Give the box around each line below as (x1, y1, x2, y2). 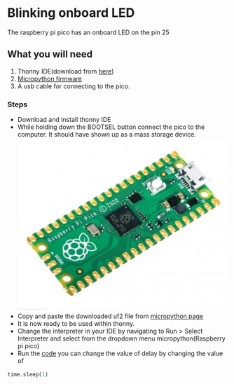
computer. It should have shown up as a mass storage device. (17, 130, 196, 139)
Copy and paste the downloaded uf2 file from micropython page (17, 312, 204, 320)
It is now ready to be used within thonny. (17, 320, 135, 328)
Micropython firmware (17, 74, 82, 83)
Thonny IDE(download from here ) (17, 67, 114, 75)
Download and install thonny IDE (17, 116, 111, 124)
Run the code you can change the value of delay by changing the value (17, 349, 223, 358)
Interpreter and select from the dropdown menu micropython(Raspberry (17, 334, 226, 343)
